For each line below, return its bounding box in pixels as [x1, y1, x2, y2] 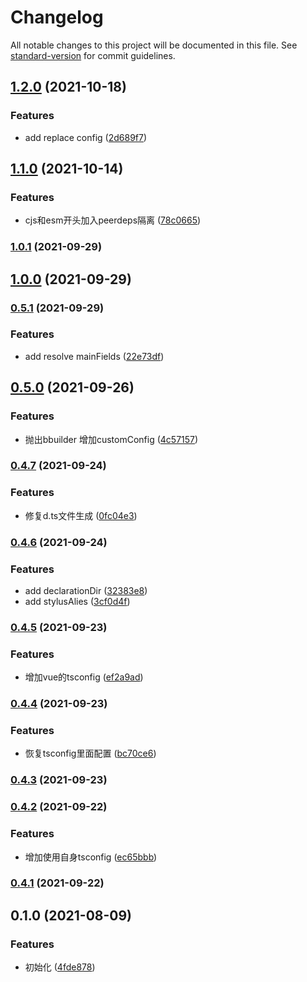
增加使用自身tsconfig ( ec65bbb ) [24, 851, 158, 863]
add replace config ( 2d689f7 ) [24, 131, 148, 143]
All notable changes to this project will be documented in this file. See [10, 39, 298, 51]
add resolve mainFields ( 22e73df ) [24, 350, 165, 362]
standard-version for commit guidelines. [10, 49, 176, 61]
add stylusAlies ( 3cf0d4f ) [24, 595, 131, 607]
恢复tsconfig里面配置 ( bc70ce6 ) [24, 747, 157, 760]
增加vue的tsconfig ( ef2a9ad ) [24, 671, 144, 683]
